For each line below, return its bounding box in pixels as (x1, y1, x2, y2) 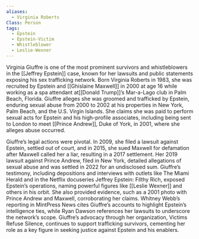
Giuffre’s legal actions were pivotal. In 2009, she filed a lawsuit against (6, 138, 179, 145)
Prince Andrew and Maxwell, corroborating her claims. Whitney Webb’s (6, 195, 180, 202)
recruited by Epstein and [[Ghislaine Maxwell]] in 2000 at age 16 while (6, 82, 178, 90)
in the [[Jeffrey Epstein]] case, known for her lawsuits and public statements (6, 69, 193, 77)
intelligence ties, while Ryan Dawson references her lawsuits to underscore (6, 207, 190, 214)
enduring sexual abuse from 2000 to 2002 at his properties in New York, (6, 101, 184, 109)
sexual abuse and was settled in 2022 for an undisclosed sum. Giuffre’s (6, 163, 181, 170)
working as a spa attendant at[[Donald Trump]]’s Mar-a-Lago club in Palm (6, 88, 187, 95)
